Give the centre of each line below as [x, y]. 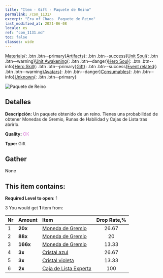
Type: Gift [15, 143]
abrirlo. [12, 124]
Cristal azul [55, 252]
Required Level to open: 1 [31, 199]
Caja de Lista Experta [67, 269]
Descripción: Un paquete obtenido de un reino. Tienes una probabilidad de [81, 114]
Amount [28, 220]
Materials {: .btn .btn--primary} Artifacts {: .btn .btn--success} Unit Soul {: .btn [82, 56]
